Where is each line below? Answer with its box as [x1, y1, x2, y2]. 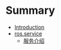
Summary [5, 4, 55, 17]
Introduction [14, 23, 45, 31]
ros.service [14, 30, 42, 37]
